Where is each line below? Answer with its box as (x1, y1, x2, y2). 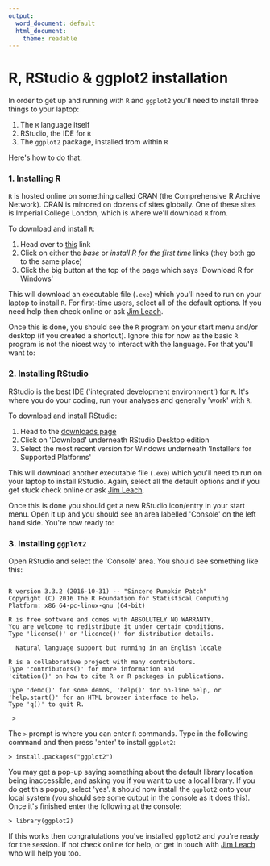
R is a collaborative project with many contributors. (8, 659, 197, 667)
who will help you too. (8, 848, 81, 858)
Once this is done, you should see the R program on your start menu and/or (8, 322, 259, 332)
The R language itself (19, 120, 90, 130)
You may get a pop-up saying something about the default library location (8, 768, 254, 777)
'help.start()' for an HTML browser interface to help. (8, 693, 200, 702)
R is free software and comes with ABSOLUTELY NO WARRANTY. (8, 616, 215, 624)
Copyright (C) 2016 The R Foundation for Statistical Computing (8, 595, 229, 603)
